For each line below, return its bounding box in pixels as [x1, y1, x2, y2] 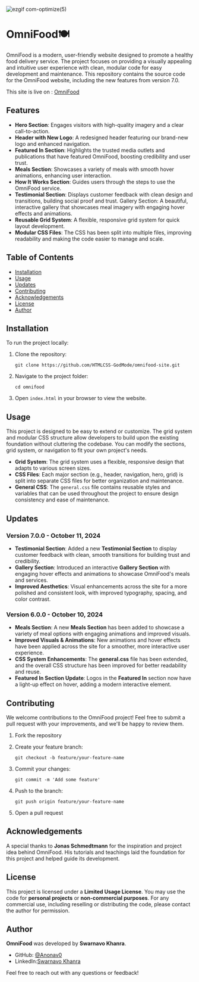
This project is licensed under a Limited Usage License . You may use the [6, 888, 185, 895]
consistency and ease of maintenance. [14, 496, 110, 503]
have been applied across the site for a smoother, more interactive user [14, 643, 190, 650]
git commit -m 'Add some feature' [14, 777, 100, 783]
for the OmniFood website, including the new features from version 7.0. [6, 76, 180, 83]
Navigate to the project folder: [14, 373, 89, 380]
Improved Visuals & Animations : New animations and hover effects [14, 637, 181, 644]
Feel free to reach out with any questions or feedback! [6, 969, 139, 977]
